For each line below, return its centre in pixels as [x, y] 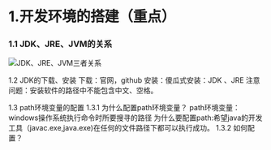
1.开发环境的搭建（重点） [92, 17]
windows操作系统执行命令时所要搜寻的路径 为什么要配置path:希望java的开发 [135, 118]
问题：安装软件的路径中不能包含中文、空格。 [83, 91]
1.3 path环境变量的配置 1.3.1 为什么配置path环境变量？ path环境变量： [125, 108]
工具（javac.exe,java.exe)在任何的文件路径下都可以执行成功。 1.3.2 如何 [128, 128]
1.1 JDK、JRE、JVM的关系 [60, 44]
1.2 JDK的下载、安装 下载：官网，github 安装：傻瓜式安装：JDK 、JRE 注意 [135, 80]
